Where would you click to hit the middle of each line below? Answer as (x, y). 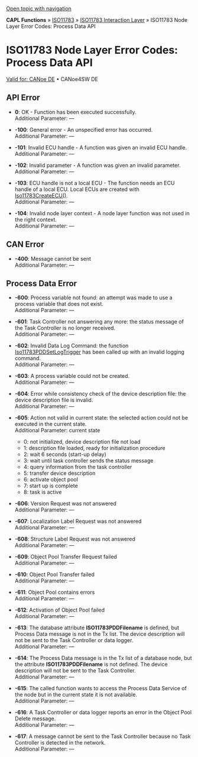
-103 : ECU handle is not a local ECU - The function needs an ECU (95, 183)
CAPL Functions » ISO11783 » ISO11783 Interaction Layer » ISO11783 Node (97, 20)
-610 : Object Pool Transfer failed (54, 575)
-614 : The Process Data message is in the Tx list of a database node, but (103, 658)
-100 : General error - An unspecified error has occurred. (84, 130)
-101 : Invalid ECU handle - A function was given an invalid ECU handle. (101, 147)
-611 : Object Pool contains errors (55, 592)
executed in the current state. (51, 424)
